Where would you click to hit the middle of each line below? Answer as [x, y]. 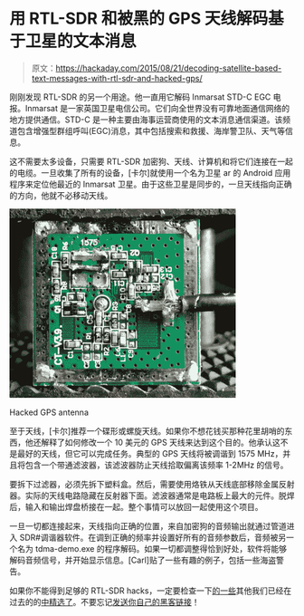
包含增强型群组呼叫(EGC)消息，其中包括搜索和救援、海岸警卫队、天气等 [151, 130]
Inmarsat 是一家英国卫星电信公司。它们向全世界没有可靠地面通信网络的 [157, 108]
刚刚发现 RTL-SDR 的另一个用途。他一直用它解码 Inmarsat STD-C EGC [140, 97]
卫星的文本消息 [81, 41]
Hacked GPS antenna [49, 412]
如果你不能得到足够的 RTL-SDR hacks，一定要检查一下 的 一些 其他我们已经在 [151, 591]
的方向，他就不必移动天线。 [61, 195]
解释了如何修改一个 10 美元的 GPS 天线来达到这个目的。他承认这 [160, 442]
